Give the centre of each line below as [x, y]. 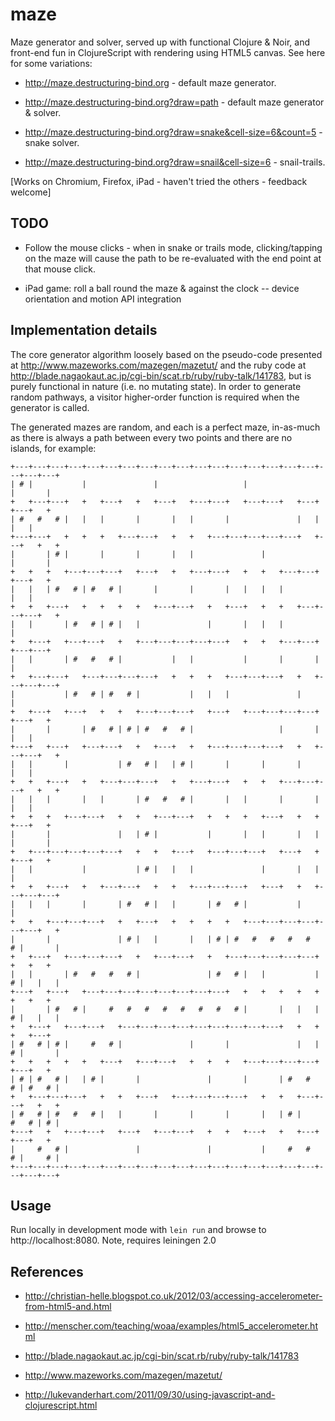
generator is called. [50, 407]
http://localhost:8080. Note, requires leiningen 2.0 [113, 1240]
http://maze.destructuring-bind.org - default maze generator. [150, 82]
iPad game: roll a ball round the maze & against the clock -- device [162, 288]
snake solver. [52, 142]
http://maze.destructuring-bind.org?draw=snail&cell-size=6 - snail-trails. [175, 162]
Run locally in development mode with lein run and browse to [138, 1230]
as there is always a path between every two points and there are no [151, 437]
